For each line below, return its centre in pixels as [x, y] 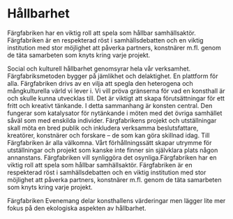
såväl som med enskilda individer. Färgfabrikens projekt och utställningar [112, 120]
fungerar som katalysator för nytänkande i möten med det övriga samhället [115, 113]
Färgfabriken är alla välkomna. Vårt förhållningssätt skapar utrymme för [110, 142]
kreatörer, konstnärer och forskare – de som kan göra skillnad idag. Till [108, 135]
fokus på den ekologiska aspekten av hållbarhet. [77, 208]
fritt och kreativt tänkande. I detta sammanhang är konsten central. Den [110, 105]
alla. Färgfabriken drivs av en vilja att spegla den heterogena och [100, 83]
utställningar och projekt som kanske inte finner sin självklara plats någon [113, 150]
